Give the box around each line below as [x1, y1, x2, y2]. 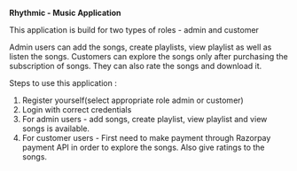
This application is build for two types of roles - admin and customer [9, 25, 260, 35]
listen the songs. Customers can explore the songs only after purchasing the [9, 51, 288, 61]
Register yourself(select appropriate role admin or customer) [21, 95, 244, 105]
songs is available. [21, 123, 90, 134]
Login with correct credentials [21, 105, 132, 114]
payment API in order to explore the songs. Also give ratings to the [21, 142, 265, 152]
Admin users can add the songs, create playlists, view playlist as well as [9, 42, 272, 52]
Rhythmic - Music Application [9, 8, 121, 18]
